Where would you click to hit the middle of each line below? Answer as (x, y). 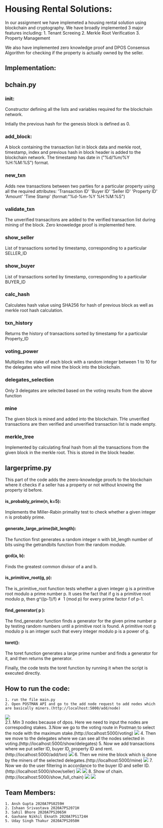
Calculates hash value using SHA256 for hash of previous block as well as (79, 305)
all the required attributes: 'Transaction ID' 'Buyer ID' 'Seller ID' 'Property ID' (81, 191)
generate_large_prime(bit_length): (41, 528)
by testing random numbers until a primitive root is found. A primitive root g (80, 626)
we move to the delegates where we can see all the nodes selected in (75, 739)
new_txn (15, 175)
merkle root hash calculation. (34, 310)
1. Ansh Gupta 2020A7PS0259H (35, 804)
